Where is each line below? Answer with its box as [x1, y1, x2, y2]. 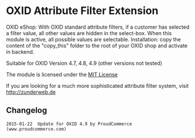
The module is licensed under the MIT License [6, 71, 118, 78]
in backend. [6, 48, 35, 55]
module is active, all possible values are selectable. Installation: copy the [6, 36, 182, 43]
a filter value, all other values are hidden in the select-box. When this [6, 29, 172, 36]
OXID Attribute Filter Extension [6, 4, 159, 18]
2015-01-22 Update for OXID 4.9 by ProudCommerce [6, 121, 132, 127]
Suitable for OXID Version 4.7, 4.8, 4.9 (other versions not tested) [6, 60, 163, 67]
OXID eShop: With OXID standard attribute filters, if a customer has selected [6, 23, 190, 30]
